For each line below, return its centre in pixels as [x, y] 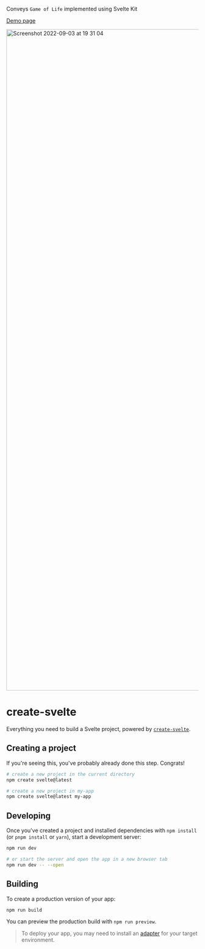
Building [22, 884]
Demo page [21, 21]
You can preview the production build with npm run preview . [81, 921]
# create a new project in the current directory [71, 774]
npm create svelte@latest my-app [49, 797]
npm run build [24, 910]
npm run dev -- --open [35, 865]
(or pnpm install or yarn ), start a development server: [74, 837]
